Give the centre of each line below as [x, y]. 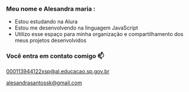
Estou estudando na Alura [46, 22]
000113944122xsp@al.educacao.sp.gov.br [58, 71]
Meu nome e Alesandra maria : [51, 9]
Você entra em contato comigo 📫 [55, 56]
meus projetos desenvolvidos [50, 41]
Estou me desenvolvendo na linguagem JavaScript [76, 28]
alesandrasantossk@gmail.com [44, 83]
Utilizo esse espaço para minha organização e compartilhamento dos [99, 34]
